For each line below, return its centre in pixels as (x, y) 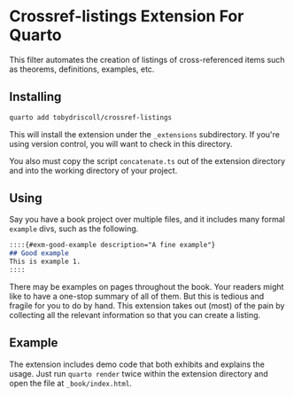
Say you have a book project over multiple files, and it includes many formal (147, 220)
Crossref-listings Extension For (127, 16)
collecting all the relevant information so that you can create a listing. (135, 315)
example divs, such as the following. (74, 229)
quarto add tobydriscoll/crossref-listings (91, 117)
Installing (35, 97)
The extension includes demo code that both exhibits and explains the (137, 364)
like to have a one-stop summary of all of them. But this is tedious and (137, 296)
